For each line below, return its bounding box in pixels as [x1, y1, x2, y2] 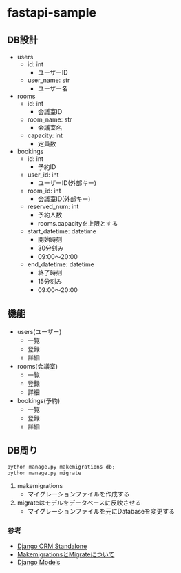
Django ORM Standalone [17, 542, 87, 550]
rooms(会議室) [17, 362, 58, 370]
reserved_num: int [27, 202, 79, 211]
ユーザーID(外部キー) [37, 179, 97, 187]
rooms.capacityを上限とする [37, 220, 118, 227]
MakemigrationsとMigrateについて [17, 550, 115, 559]
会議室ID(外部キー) [37, 195, 91, 203]
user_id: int [27, 171, 59, 179]
